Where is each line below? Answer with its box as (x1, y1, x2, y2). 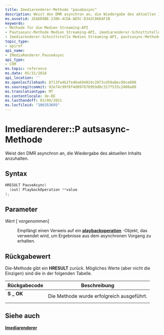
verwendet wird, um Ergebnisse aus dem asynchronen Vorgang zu (17, 233, 151, 239)
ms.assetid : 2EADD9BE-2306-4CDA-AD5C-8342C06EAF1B (5, 16, 110, 21)
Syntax (5, 170, 27, 178)
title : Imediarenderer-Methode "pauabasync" (5, 7, 97, 12)
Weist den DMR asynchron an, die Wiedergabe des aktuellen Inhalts (5, 150, 142, 156)
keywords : (5, 21, 25, 26)
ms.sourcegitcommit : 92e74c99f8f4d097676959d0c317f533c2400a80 (5, 84, 137, 89)
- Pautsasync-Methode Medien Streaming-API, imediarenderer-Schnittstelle (5, 30, 161, 35)
